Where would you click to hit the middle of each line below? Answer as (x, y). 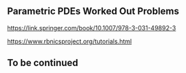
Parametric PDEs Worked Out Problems (93, 11)
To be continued (43, 63)
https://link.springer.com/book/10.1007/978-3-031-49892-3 (92, 28)
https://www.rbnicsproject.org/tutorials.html (70, 41)
